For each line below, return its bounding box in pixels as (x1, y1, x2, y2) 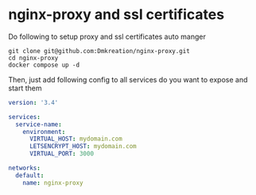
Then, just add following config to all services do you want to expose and (8, 75, 248, 84)
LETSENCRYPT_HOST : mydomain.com (29, 143, 137, 151)
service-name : (15, 120, 62, 128)
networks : (8, 164, 41, 172)
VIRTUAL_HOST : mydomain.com (29, 135, 123, 143)
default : (15, 171, 45, 179)
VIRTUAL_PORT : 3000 (29, 150, 94, 158)
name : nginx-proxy (22, 178, 83, 187)
